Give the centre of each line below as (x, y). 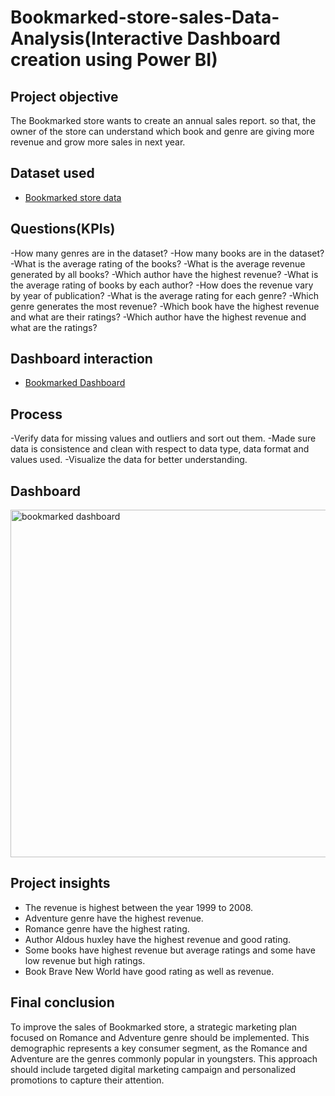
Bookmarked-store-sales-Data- (145, 17)
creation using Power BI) (114, 60)
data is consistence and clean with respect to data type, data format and (160, 449)
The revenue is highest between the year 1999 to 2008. (139, 907)
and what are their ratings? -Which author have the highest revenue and (158, 317)
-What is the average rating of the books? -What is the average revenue (158, 263)
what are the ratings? (54, 327)
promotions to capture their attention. (87, 1080)
